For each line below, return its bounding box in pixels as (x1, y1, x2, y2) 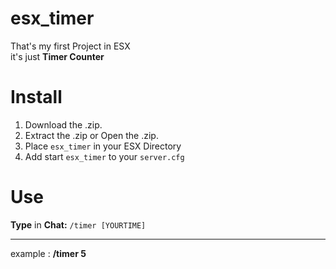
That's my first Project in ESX (10, 40, 131, 52)
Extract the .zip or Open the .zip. (24, 129, 159, 141)
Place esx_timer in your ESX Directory (24, 140, 182, 152)
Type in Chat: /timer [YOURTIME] (10, 218, 147, 231)
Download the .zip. (24, 118, 103, 131)
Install (10, 86, 63, 109)
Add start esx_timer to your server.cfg (24, 150, 185, 162)
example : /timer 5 (10, 247, 87, 259)
